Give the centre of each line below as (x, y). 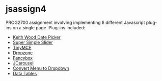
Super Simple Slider (33, 42)
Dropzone (23, 53)
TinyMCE (22, 47)
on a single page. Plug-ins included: (49, 27)
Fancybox (23, 58)
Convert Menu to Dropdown (41, 68)
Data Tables (25, 73)
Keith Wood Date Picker (37, 37)
